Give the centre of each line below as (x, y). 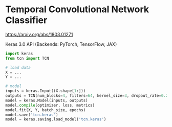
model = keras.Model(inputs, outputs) (47, 100)
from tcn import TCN (27, 58)
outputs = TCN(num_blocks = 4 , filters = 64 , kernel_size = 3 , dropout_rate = (83, 96)
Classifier (26, 20)
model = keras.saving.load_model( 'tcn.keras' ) (56, 119)
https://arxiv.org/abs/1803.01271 (39, 34)
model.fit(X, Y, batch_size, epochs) (46, 110)
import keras (19, 54)
